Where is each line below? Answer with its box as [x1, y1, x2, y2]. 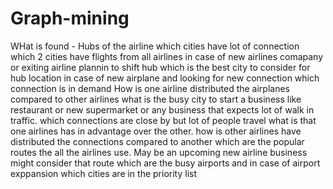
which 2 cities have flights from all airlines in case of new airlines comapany [10, 50, 324, 62]
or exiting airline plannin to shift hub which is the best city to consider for [10, 61, 311, 73]
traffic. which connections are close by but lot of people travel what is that [10, 114, 317, 126]
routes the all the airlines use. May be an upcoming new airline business [10, 146, 308, 158]
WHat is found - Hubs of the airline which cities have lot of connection [10, 40, 300, 52]
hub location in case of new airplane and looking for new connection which [10, 72, 320, 84]
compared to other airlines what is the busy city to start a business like [10, 93, 302, 105]
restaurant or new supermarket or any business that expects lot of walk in [10, 103, 315, 116]
